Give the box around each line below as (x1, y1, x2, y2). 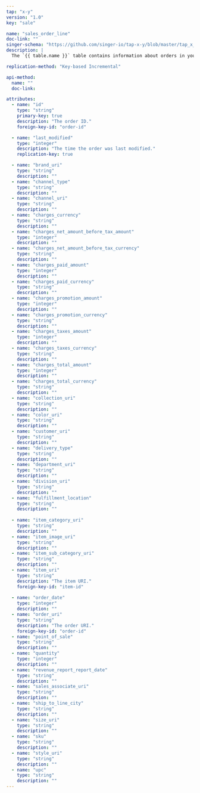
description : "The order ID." (17, 118, 92, 124)
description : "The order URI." (17, 622, 95, 628)
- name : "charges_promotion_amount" (11, 295, 102, 301)
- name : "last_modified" (11, 135, 73, 141)
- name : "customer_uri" (11, 428, 70, 434)
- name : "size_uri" (11, 717, 60, 723)
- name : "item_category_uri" (11, 517, 84, 523)
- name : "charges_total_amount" (11, 362, 92, 368)
